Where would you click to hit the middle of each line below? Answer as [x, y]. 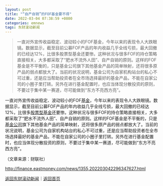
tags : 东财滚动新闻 [23, 28]
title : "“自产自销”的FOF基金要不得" [38, 14]
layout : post [18, 9]
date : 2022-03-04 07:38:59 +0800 [39, 18]
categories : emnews [25, 23]
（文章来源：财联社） [26, 159]
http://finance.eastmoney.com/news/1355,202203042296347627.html [75, 169]
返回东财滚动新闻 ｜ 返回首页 [33, 179]
